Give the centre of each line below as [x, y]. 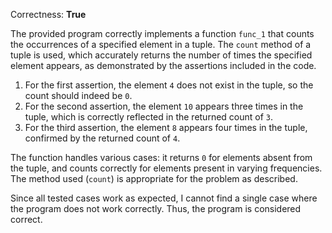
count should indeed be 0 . [78, 95]
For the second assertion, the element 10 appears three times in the [164, 106]
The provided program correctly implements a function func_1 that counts [162, 33]
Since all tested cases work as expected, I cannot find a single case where [164, 198]
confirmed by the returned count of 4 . [102, 138]
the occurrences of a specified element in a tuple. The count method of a [161, 44]
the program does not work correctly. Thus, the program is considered [156, 208]
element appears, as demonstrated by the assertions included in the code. [163, 65]
